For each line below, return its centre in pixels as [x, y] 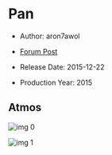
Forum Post [39, 51]
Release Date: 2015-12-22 [62, 67]
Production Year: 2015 [56, 82]
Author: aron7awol [50, 36]
